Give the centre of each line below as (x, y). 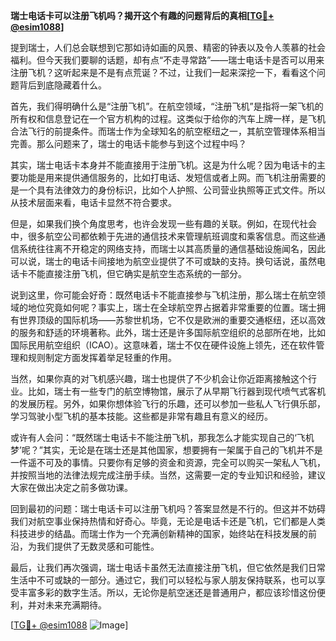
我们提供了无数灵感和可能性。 (98, 546)
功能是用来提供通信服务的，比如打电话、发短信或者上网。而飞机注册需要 (167, 177)
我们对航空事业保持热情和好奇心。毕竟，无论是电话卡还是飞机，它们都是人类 (168, 521)
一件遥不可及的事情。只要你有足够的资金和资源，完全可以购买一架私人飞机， (168, 462)
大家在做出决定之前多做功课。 (71, 487)
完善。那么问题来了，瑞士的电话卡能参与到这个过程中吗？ (128, 143)
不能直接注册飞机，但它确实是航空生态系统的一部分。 (137, 273)
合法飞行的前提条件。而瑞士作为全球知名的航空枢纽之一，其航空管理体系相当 (168, 131)
